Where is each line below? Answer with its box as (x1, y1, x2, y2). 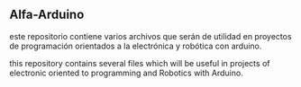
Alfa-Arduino (9, 7, 85, 22)
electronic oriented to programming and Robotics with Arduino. (9, 67, 243, 78)
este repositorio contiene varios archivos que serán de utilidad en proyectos (9, 30, 292, 41)
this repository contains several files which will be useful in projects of (9, 57, 270, 68)
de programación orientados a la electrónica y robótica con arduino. (9, 40, 262, 51)
